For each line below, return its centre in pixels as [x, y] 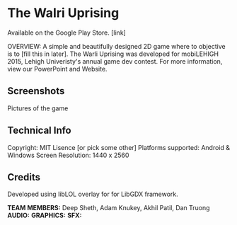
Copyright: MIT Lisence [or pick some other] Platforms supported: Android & [118, 147]
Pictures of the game [38, 108]
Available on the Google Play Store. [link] [67, 33]
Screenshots [36, 91]
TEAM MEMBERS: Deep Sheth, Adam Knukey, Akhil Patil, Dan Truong [109, 208]
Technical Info [40, 131]
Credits [24, 177]
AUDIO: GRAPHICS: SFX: [45, 215]
